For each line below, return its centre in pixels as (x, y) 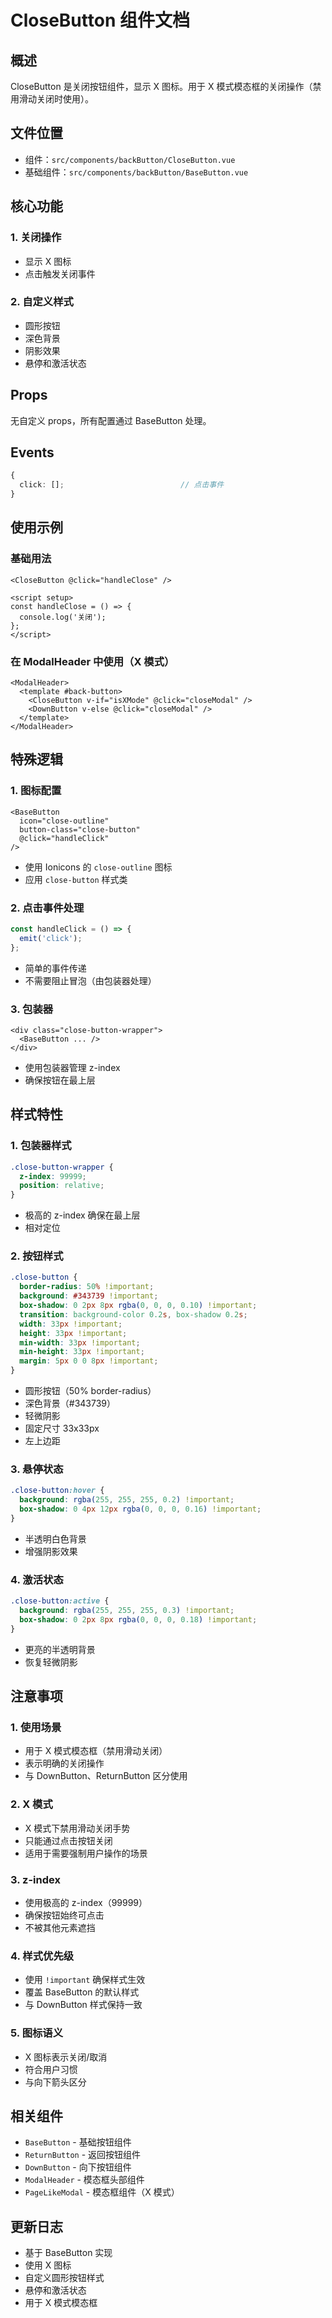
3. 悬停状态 (37, 1469)
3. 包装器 (32, 1009)
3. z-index (35, 1879)
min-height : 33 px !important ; (82, 1352)
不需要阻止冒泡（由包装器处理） (90, 980)
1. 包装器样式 (41, 1146)
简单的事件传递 (55, 968)
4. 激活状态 (37, 1579)
